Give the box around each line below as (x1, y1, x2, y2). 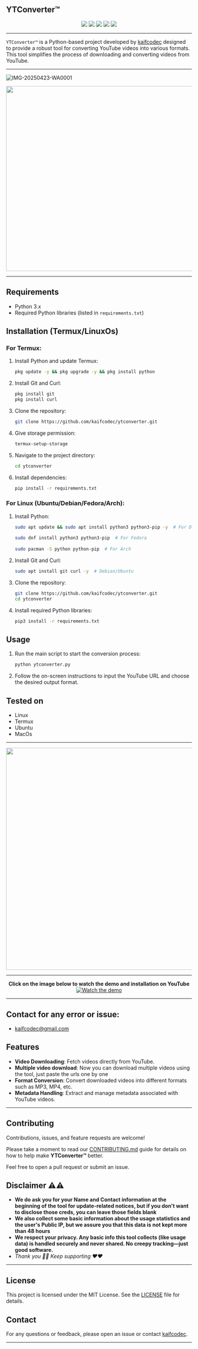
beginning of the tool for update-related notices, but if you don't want (14, 1202, 189, 1210)
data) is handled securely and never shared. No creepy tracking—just (14, 1240, 189, 1247)
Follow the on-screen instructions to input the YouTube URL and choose (14, 672, 190, 680)
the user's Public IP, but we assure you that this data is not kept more (14, 1221, 187, 1228)
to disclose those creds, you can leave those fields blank (14, 1209, 157, 1216)
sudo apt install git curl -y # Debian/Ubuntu (14, 568, 134, 574)
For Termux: (6, 343, 42, 352)
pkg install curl (14, 397, 58, 403)
